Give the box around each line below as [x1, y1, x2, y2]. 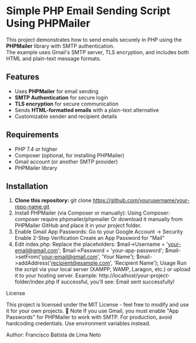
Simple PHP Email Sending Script [6, 4, 171, 18]
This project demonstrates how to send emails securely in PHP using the [6, 36, 182, 43]
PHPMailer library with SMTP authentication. [6, 42, 115, 50]
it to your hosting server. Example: [14, 272, 98, 279]
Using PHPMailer [6, 17, 91, 30]
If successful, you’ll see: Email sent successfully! [56, 278, 175, 285]
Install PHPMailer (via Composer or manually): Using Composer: [14, 209, 170, 216]
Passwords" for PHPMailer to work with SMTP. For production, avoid [6, 314, 172, 321]
